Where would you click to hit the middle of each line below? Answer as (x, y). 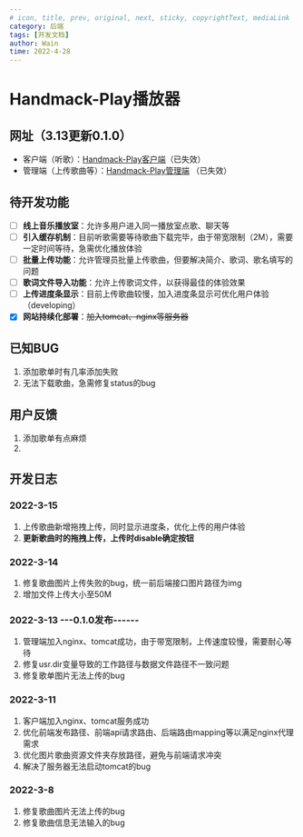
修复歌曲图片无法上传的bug (73, 811)
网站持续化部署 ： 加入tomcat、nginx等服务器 (105, 317)
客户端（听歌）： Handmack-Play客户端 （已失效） (114, 159)
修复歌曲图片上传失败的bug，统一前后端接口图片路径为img (132, 583)
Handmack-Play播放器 (95, 100)
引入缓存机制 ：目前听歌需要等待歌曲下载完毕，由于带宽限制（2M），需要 (157, 237)
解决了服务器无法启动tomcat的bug (87, 766)
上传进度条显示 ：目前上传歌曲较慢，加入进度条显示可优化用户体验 (146, 294)
